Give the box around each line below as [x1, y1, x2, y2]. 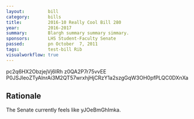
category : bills [6, 14, 61, 20]
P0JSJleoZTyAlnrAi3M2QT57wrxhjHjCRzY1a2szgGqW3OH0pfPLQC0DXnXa [6, 74, 189, 81]
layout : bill [6, 8, 59, 15]
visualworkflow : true [6, 52, 59, 58]
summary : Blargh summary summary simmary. [6, 30, 130, 36]
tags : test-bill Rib [6, 47, 82, 52]
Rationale [6, 91, 41, 101]
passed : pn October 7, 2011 [6, 41, 98, 47]
